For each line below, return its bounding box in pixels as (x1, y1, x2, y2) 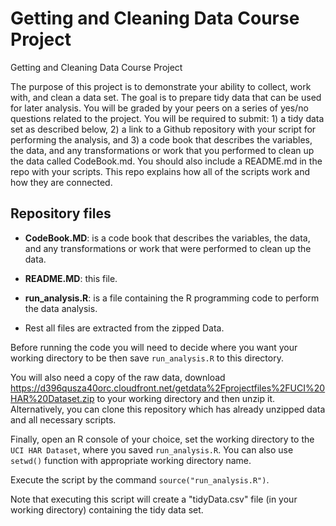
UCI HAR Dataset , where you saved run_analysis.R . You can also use (10, 443, 294, 456)
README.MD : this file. (24, 272, 118, 284)
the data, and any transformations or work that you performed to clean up (10, 144, 315, 156)
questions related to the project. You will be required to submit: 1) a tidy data (10, 112, 325, 124)
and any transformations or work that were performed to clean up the (24, 242, 312, 254)
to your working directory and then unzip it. (96, 392, 276, 404)
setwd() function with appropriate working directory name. (10, 454, 252, 466)
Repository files (10, 205, 112, 222)
